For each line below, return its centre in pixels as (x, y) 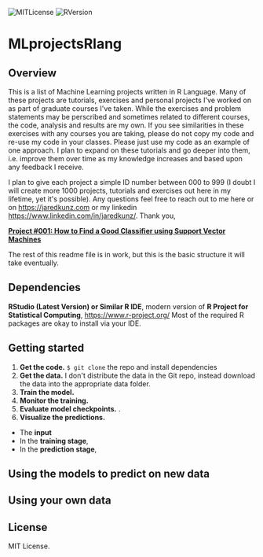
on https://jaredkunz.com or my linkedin (73, 207)
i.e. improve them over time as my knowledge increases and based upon (126, 159)
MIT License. (29, 546)
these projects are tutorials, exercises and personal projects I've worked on (130, 100)
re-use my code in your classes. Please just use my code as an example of (129, 142)
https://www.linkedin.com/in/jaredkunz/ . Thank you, (92, 216)
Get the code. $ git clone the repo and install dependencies (118, 367)
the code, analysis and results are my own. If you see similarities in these (126, 125)
